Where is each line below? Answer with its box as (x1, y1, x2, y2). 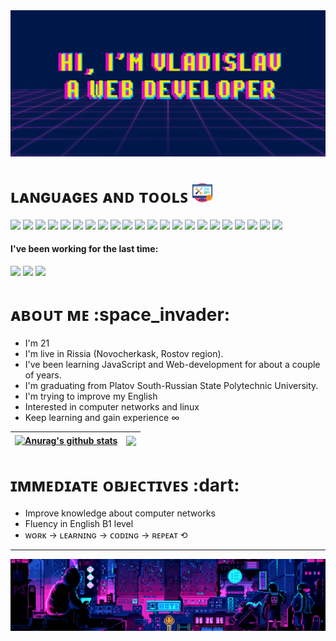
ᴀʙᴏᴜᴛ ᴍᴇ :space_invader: (10, 304, 231, 326)
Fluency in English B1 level (24, 518, 134, 530)
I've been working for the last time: (10, 243, 159, 255)
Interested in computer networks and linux (24, 400, 200, 413)
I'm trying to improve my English (24, 390, 158, 402)
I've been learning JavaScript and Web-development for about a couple (24, 358, 321, 370)
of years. (24, 369, 62, 381)
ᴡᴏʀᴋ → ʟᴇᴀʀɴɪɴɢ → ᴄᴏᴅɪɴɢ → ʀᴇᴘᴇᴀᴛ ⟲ (24, 529, 188, 541)
